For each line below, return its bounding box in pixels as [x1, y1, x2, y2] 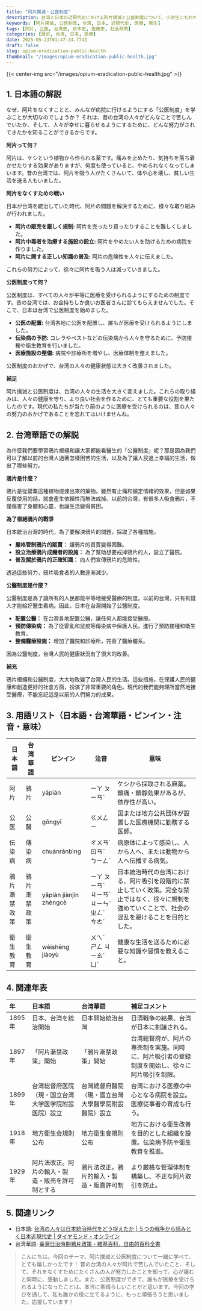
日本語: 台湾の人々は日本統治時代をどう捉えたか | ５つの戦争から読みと [14, 1225, 192, 1232]
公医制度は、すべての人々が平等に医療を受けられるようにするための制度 [6, 292, 185, 299]
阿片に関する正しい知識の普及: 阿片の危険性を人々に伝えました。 [14, 253, 177, 260]
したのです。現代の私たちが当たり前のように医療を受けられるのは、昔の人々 [6, 403, 195, 410]
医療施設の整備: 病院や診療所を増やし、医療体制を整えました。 [14, 349, 171, 357]
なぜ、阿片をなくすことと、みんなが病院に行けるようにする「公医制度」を [6, 106, 191, 113]
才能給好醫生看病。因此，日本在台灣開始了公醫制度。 [11, 602, 143, 609]
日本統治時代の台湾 [117, 868, 172, 877]
